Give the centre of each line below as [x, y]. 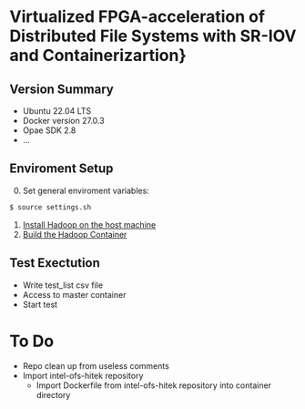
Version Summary [61, 89]
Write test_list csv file [62, 285]
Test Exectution [55, 263]
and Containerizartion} [98, 56]
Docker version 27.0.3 [63, 121]
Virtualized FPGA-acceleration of [137, 17]
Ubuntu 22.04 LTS [57, 111]
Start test [40, 304]
